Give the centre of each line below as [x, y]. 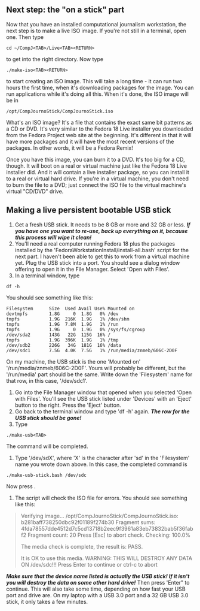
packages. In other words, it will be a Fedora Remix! [70, 148]
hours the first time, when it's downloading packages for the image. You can [100, 87]
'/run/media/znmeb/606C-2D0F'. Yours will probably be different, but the [96, 368]
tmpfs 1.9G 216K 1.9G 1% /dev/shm [68, 319]
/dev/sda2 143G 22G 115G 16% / [59, 335]
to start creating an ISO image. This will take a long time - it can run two [94, 81]
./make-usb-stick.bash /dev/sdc [46, 475]
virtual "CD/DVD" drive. [35, 191]
